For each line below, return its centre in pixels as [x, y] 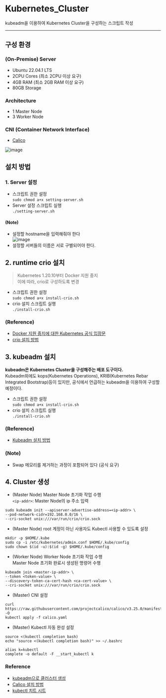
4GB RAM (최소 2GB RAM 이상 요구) [48, 82]
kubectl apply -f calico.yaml [36, 618]
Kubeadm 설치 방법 [31, 440]
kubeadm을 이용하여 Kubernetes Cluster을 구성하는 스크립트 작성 [69, 23]
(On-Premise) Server [31, 59]
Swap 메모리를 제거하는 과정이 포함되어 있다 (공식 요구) [66, 465]
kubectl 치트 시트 [29, 691]
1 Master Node [27, 111]
